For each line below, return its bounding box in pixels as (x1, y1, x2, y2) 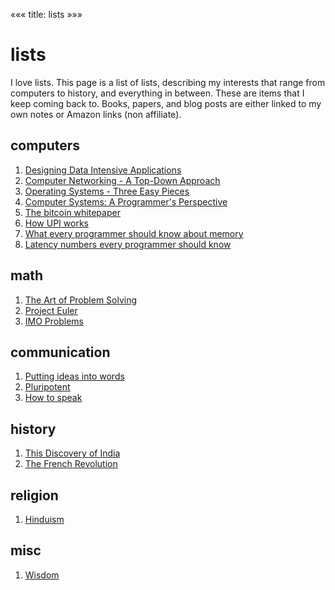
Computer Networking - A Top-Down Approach (24, 174, 221, 186)
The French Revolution (24, 458, 118, 470)
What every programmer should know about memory (24, 227, 244, 239)
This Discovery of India (24, 447, 121, 459)
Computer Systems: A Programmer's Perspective (24, 195, 228, 208)
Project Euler (24, 304, 78, 316)
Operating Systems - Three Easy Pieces (24, 185, 190, 197)
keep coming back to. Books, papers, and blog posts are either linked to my (10, 97, 322, 109)
